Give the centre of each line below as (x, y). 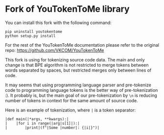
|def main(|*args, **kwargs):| (37, 119)
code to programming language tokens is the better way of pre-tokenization (82, 90)
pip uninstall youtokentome (34, 31)
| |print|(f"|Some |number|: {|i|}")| (52, 128)
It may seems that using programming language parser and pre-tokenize (78, 85)
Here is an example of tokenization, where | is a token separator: (70, 110)
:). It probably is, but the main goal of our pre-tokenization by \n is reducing (81, 95)
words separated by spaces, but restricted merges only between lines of (78, 70)
